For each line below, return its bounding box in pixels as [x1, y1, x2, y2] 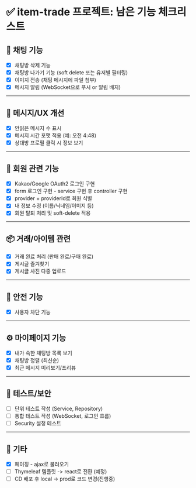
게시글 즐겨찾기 [14, 260, 50, 267]
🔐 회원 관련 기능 [6, 163, 60, 173]
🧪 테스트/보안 [6, 389, 51, 398]
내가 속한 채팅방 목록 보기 [14, 349, 73, 357]
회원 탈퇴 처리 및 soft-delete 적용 [14, 209, 91, 216]
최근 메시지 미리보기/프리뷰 [14, 364, 76, 372]
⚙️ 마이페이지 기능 [6, 333, 66, 343]
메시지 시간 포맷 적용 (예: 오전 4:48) [14, 132, 96, 139]
